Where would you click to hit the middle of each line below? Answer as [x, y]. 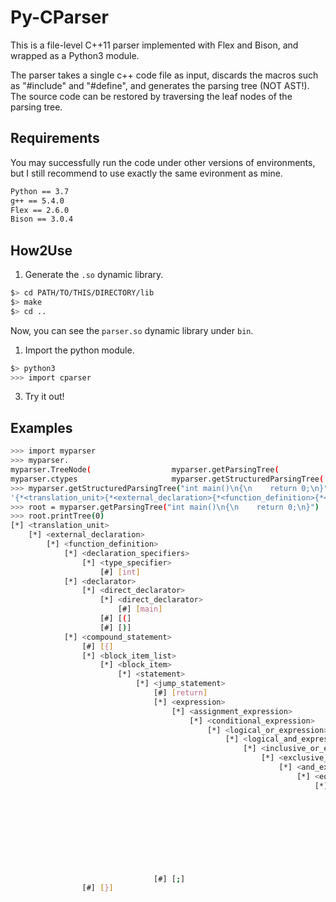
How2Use [41, 250]
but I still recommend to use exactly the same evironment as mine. [146, 173]
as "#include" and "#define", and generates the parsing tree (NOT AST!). [160, 85]
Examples [41, 427]
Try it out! [44, 397]
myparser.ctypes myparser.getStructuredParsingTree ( [167, 479]
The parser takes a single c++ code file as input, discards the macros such [164, 75]
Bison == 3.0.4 [42, 219]
